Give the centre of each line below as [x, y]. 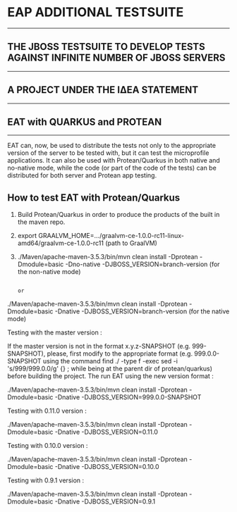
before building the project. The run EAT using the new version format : [110, 376]
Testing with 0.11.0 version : [47, 411]
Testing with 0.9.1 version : [46, 480]
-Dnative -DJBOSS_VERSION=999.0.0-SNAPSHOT [128, 397]
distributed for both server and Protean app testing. [82, 175]
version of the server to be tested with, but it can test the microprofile [108, 153]
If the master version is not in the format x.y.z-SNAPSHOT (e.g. [99, 346]
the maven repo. [41, 222]
